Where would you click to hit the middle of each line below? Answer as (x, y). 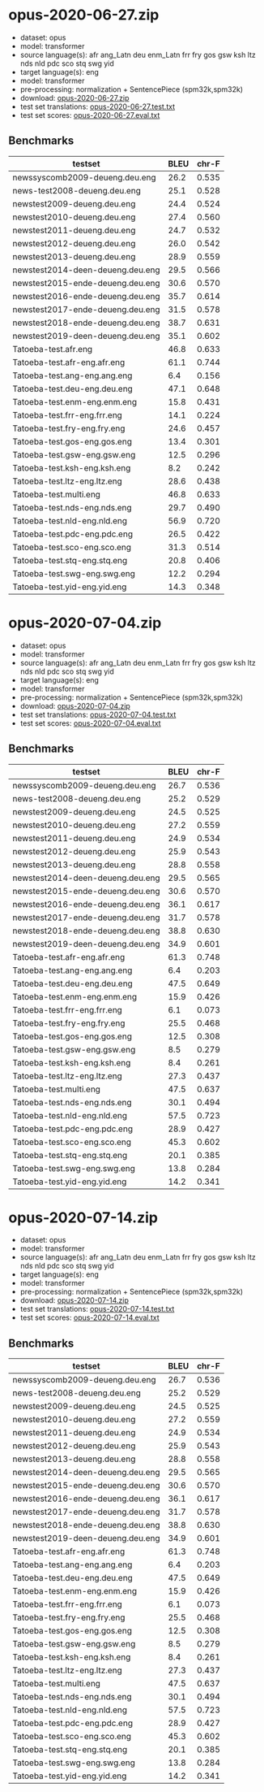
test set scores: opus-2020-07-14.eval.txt (89, 1317)
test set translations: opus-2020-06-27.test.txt (98, 106)
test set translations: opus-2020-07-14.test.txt (97, 1309)
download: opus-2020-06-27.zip (75, 98)
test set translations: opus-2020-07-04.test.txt (98, 714)
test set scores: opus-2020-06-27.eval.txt (90, 115)
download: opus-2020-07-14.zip (75, 1300)
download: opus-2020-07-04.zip (75, 705)
